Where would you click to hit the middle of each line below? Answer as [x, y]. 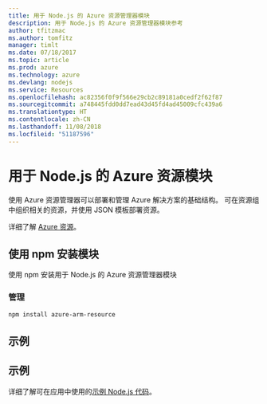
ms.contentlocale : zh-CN [49, 120]
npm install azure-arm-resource [62, 314]
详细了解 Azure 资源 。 [45, 226]
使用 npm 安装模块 [54, 254]
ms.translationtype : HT [48, 112]
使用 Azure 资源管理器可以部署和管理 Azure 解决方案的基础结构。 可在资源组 [134, 199]
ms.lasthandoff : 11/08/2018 [55, 127]
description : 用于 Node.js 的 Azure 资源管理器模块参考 [96, 23]
